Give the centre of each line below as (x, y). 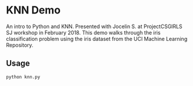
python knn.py (23, 77)
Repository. (20, 45)
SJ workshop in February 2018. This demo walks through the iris (83, 32)
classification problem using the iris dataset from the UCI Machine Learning (97, 39)
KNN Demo (34, 10)
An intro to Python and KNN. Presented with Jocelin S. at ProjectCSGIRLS (94, 26)
